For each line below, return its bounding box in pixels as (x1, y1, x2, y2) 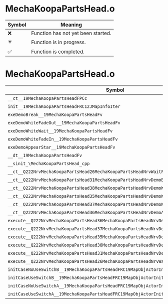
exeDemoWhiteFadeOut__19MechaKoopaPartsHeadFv (7, 120, 121, 125)
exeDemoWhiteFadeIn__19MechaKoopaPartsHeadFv (7, 136, 118, 142)
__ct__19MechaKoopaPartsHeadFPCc (7, 95, 87, 101)
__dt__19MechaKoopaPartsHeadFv (7, 153, 82, 158)
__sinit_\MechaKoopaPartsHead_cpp (7, 161, 90, 166)
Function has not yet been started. (30, 30, 111, 37)
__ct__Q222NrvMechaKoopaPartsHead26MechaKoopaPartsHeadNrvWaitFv (7, 169, 166, 175)
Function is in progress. (30, 39, 86, 46)
